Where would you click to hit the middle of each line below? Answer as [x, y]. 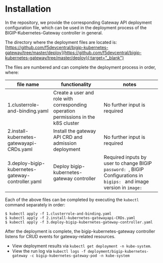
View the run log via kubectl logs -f [49, 251]
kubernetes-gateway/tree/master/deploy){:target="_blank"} [65, 57]
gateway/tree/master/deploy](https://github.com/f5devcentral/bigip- [73, 53]
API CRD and [68, 137]
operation [64, 111]
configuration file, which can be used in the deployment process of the [76, 27]
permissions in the [74, 117]
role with [63, 98]
